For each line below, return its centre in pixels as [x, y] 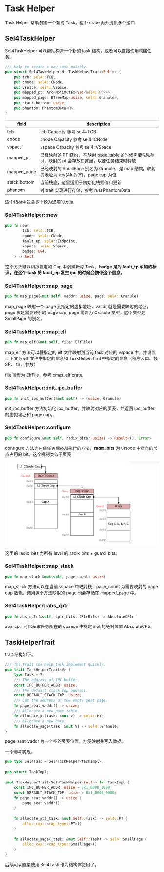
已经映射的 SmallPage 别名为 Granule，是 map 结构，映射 [98, 169]
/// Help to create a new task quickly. [47, 67]
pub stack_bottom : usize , [40, 103]
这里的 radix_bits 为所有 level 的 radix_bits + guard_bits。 [62, 553]
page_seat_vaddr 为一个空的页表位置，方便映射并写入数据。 [65, 741]
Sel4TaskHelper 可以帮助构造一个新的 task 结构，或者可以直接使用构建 [76, 51]
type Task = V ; [29, 675]
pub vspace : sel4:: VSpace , [41, 88]
